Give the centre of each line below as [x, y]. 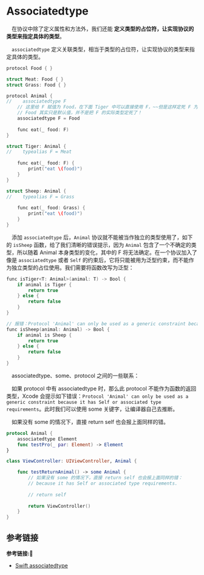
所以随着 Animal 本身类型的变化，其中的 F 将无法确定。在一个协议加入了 [107, 252]
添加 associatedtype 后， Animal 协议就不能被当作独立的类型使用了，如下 [102, 237]
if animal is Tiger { [44, 284]
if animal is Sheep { [44, 335]
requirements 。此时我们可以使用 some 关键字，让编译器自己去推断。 [92, 409]
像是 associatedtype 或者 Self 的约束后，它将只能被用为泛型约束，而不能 [98, 260]
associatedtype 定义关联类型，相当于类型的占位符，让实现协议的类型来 [101, 49]
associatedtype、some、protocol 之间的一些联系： [76, 375]
